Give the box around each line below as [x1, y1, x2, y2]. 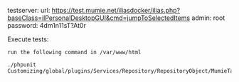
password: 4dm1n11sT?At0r [7, 21, 87, 29]
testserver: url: [7, 6, 51, 14]
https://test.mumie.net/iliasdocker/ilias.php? [51, 6, 180, 14]
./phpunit [7, 61, 37, 68]
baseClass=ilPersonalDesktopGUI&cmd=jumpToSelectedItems [7, 14, 191, 22]
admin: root [191, 14, 225, 22]
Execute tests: [7, 35, 49, 43]
